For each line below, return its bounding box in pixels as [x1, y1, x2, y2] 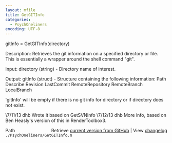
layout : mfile [5, 7, 36, 13]
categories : [5, 17, 31, 22]
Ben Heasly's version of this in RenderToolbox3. [5, 117, 107, 124]
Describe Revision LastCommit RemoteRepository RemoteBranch [5, 81, 143, 88]
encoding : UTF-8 [5, 27, 40, 32]
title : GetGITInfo [5, 12, 45, 17]
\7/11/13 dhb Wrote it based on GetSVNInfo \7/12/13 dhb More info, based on [5, 112, 167, 118]
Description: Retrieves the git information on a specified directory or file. [5, 51, 158, 57]
